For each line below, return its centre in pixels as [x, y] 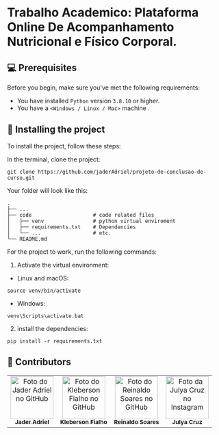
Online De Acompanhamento [91, 27]
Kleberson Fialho [84, 422]
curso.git [21, 178]
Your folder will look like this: [48, 190]
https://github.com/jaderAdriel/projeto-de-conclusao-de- [122, 172]
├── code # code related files [81, 215]
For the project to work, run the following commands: [82, 252]
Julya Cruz [188, 422]
